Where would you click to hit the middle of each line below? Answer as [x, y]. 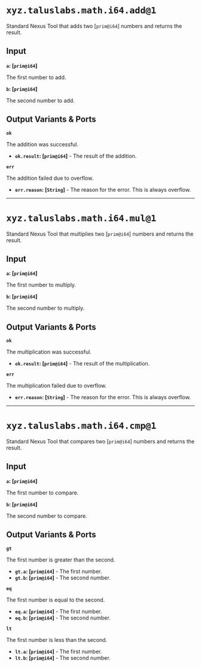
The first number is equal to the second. [56, 600]
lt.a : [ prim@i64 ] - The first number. [58, 651]
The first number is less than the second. [57, 639]
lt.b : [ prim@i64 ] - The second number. [63, 657]
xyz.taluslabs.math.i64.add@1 [81, 10]
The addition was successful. [42, 144]
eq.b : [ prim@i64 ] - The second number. [63, 618]
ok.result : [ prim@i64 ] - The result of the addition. [76, 156]
